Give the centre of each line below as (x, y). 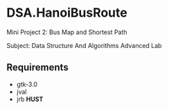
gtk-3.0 (27, 84)
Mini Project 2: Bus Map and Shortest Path (67, 32)
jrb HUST (30, 99)
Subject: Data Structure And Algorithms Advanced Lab (84, 45)
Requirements (37, 68)
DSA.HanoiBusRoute (67, 13)
